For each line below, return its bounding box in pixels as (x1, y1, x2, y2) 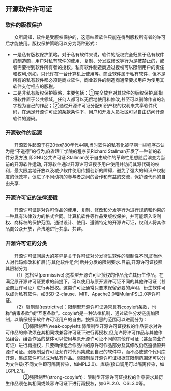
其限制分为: (5, 265, 30, 271)
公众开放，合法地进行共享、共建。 (14, 226, 85, 232)
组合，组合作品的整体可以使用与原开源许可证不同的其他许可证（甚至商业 (9, 335, 161, 341)
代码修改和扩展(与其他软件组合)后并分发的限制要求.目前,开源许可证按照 (14, 259, 163, 265)
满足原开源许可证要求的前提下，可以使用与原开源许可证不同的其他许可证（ (5, 278, 161, 284)
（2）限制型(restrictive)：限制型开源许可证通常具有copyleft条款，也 (14, 304, 156, 310)
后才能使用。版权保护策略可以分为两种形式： (5, 40, 99, 47)
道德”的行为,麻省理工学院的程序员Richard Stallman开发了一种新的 (20, 148, 158, 154)
